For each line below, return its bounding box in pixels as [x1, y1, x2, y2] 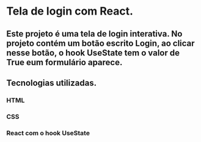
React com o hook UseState [6, 129, 90, 137]
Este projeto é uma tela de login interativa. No [6, 29, 183, 39]
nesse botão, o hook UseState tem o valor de [6, 48, 180, 58]
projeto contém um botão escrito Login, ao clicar [6, 38, 195, 48]
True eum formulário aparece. [6, 57, 123, 68]
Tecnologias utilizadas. [6, 77, 97, 88]
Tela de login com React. [6, 4, 133, 18]
